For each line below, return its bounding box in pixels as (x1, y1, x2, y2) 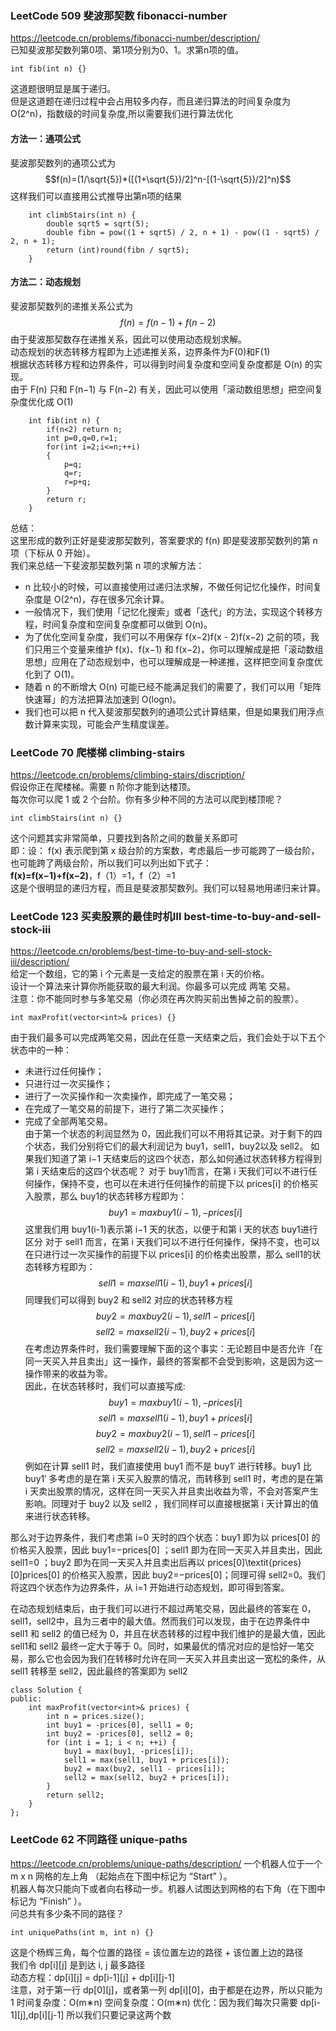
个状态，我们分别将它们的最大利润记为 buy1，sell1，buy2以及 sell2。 (24, 1140, 309, 1152)
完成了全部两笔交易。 (24, 1115, 113, 1127)
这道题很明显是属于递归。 (10, 83, 116, 95)
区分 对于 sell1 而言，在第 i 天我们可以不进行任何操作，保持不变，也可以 (24, 1236, 320, 1248)
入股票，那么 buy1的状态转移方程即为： (24, 1190, 188, 1202)
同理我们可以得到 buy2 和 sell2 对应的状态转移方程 (24, 1294, 233, 1306)
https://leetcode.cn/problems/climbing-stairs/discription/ (10, 769, 245, 781)
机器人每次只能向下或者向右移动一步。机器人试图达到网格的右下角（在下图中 (10, 1882, 326, 1894)
